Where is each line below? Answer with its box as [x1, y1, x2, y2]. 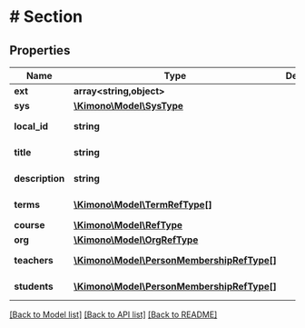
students [14, 280, 54, 293]
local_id [14, 120, 48, 133]
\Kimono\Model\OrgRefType [73, 234, 199, 246]
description [14, 173, 65, 184]
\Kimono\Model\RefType [73, 219, 183, 231]
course [14, 219, 45, 231]
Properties [9, 43, 71, 58]
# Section [9, 6, 84, 27]
